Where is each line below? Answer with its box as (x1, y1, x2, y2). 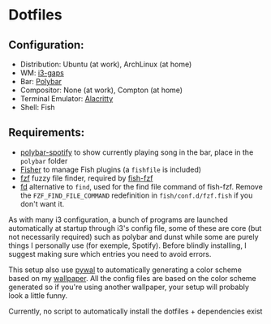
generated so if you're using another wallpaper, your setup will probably (8, 282, 250, 292)
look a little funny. (8, 290, 68, 301)
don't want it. (19, 198, 65, 208)
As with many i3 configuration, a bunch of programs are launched (8, 215, 229, 224)
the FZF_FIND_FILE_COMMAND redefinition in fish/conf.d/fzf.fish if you (19, 190, 253, 200)
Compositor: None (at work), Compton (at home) (19, 85, 183, 95)
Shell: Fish (19, 103, 55, 112)
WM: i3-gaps (19, 68, 65, 78)
